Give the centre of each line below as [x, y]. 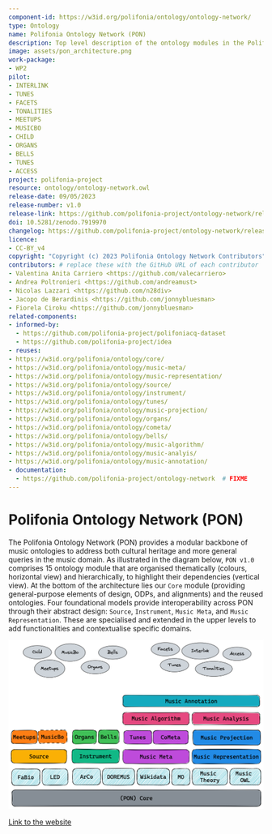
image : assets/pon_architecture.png [70, 51]
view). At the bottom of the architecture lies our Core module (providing [127, 585]
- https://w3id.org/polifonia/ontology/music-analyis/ [103, 453]
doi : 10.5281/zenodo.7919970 [57, 222]
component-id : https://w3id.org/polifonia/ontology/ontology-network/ [130, 17]
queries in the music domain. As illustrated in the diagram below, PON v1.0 [132, 559]
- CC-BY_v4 [27, 248]
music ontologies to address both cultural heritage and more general [123, 550]
